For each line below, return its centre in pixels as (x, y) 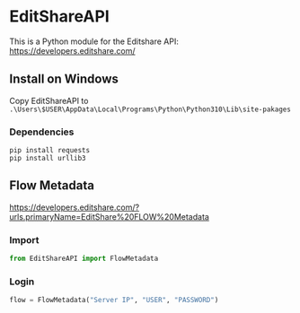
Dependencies (42, 132)
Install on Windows (64, 79)
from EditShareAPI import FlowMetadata (84, 259)
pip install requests (50, 151)
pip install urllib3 (48, 159)
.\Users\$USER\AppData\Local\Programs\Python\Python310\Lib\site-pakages (150, 109)
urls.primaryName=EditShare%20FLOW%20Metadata (109, 216)
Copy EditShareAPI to (49, 100)
